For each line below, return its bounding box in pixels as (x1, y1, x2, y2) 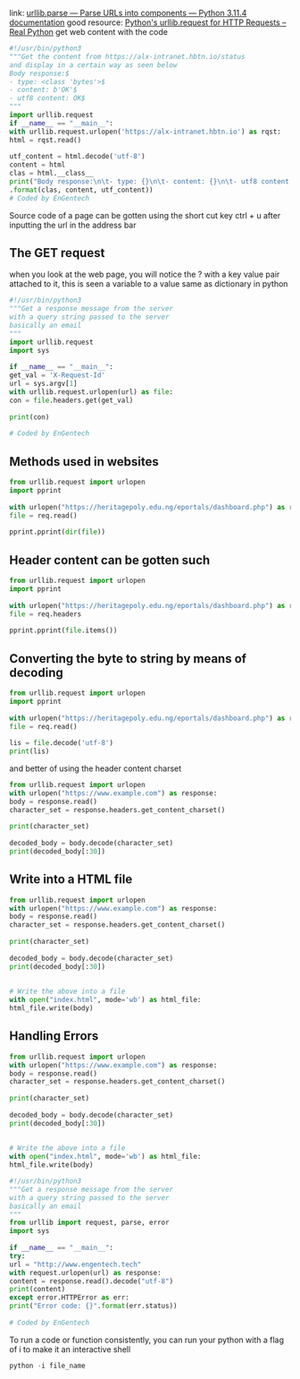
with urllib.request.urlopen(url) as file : (9, 388, 174, 397)
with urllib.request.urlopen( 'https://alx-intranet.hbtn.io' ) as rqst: (9, 127, 281, 136)
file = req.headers (9, 609, 82, 619)
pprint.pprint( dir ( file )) (9, 527, 105, 536)
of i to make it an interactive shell (9, 1343, 131, 1355)
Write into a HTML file (9, 872, 133, 887)
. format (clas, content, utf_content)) (9, 185, 154, 194)
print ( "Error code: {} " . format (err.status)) (9, 1302, 178, 1311)
